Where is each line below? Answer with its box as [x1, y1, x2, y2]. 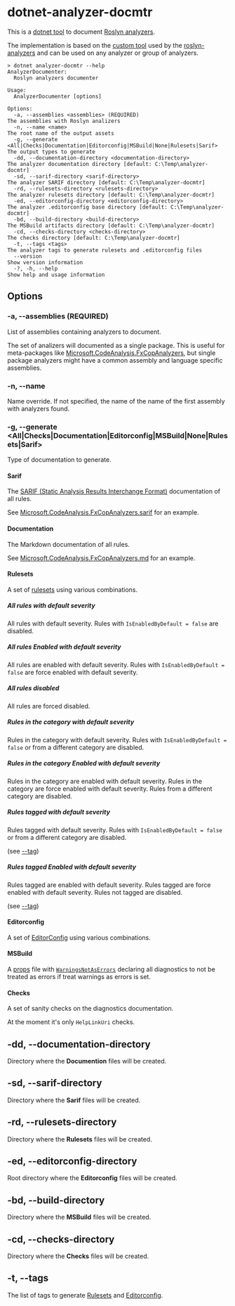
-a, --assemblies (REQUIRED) [7, 311, 109, 321]
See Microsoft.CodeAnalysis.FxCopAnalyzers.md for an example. [7, 553, 196, 562]
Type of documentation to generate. [7, 455, 112, 464]
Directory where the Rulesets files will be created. [7, 1134, 152, 1143]
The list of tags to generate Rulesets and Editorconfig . [7, 1291, 163, 1299]
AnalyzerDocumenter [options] [13, 93, 102, 100]
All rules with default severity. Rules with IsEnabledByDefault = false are [7, 619, 219, 628]
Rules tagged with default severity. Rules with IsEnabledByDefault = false [7, 825, 222, 834]
